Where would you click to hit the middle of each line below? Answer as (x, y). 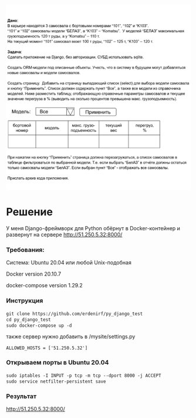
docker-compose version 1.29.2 (45, 286)
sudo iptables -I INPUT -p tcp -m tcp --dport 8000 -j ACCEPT (84, 376)
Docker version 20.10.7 (34, 274)
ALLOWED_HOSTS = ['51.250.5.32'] (47, 348)
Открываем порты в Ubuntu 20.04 (58, 363)
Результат (21, 396)
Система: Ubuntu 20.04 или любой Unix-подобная (69, 263)
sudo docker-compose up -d (39, 326)
